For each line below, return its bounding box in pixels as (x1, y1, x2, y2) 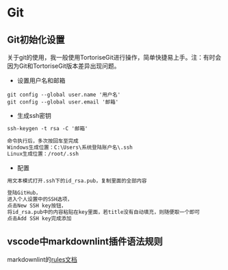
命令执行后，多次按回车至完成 (7, 137, 79, 145)
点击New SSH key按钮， (7, 202, 67, 210)
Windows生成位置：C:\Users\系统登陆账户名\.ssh (7, 144, 134, 151)
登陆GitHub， (7, 190, 41, 197)
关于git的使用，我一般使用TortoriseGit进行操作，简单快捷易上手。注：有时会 (7, 53, 221, 61)
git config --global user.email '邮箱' (7, 99, 119, 106)
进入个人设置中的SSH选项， (7, 196, 73, 203)
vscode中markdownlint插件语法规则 (7, 236, 163, 247)
